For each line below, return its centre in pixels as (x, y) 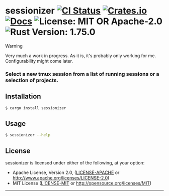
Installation (23, 96)
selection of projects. (32, 80)
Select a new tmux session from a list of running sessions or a (82, 74)
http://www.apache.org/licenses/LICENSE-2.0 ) (61, 178)
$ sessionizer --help (28, 135)
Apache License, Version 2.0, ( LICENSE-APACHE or (66, 172)
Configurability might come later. (39, 61)
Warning (14, 46)
